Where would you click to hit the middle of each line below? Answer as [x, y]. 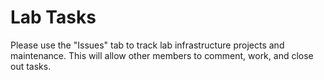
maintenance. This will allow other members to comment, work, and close [162, 55]
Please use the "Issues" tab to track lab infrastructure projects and [147, 45]
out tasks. [31, 66]
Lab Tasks [53, 17]
